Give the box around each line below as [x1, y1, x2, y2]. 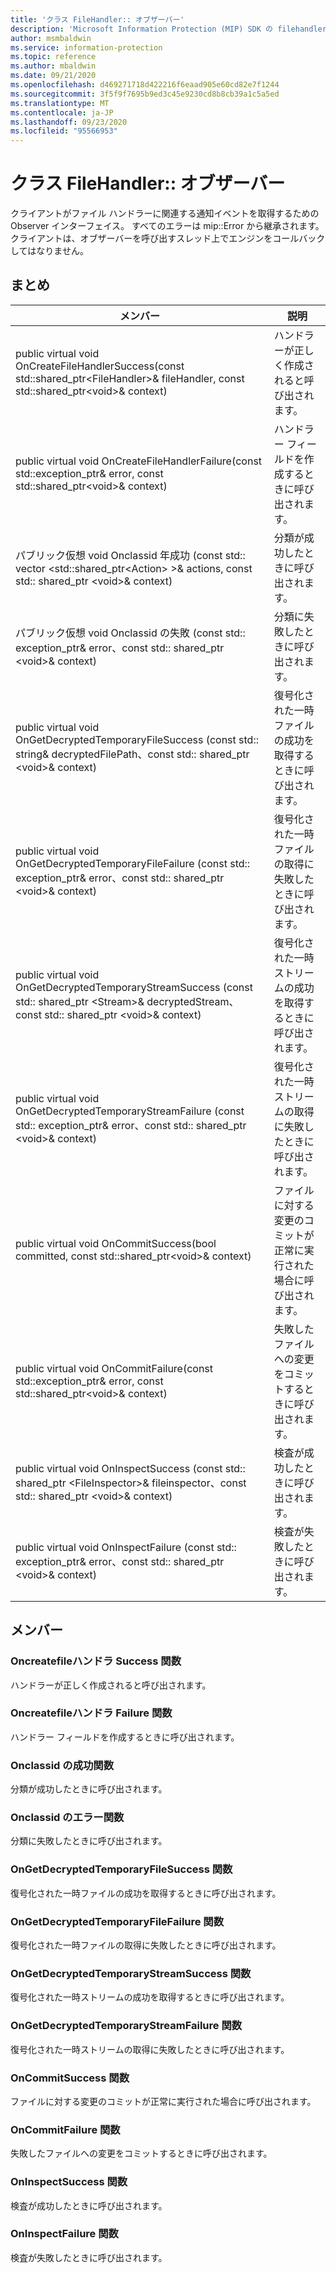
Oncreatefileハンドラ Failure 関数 [10, 1706, 173, 1720]
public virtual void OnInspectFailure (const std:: [15, 1540, 237, 1554]
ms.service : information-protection [10, 42, 163, 53]
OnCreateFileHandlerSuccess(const [15, 359, 185, 373]
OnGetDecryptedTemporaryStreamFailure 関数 [10, 2019, 243, 2033]
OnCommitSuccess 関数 [10, 2071, 130, 2085]
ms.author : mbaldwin [10, 61, 97, 71]
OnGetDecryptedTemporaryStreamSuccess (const [15, 980, 253, 994]
